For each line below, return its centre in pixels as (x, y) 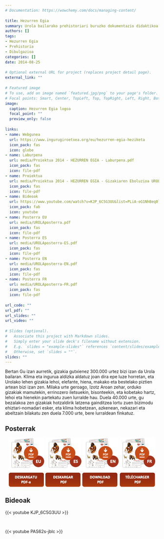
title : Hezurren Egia (27, 21)
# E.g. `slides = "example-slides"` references (57, 346)
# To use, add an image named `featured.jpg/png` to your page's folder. (82, 93)
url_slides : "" (20, 316)
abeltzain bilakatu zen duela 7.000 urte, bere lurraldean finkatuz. (70, 413)
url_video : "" (20, 321)
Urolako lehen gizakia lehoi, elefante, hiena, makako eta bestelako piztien (79, 382)
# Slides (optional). (27, 331)
